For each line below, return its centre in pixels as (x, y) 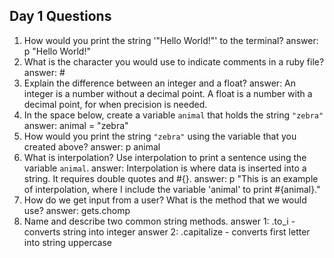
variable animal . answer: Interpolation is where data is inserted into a (165, 168)
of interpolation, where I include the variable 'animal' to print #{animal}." (172, 189)
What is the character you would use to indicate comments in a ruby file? (174, 61)
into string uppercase (67, 242)
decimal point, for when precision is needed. (115, 104)
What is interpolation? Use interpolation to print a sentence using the (165, 157)
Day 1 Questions (60, 16)
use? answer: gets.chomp (77, 210)
